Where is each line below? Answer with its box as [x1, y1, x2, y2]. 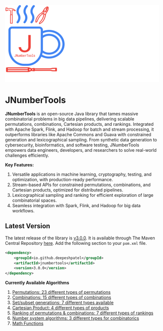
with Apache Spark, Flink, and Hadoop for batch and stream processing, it [5, 126, 154, 132]
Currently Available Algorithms [5, 280, 69, 286]
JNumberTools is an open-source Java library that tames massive [5, 111, 138, 117]
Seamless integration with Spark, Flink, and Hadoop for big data [12, 202, 141, 208]
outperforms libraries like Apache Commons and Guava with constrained [5, 131, 151, 137]
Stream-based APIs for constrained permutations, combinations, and [12, 182, 151, 188]
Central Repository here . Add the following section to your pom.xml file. [5, 240, 147, 246]
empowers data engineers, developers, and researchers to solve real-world [5, 147, 157, 153]
